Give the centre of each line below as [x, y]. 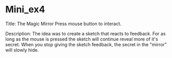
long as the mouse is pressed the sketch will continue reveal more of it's [82, 39]
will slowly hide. [22, 50]
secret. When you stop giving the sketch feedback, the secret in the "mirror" [86, 44]
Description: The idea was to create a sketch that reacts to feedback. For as [85, 33]
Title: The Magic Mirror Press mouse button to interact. [63, 24]
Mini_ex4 [25, 9]
